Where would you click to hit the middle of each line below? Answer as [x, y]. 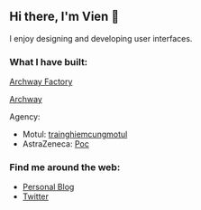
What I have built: [49, 62]
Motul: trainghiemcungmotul [75, 134]
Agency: [25, 117]
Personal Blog [48, 187]
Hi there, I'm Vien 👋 [64, 17]
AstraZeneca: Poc [56, 144]
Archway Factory [41, 81]
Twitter [36, 196]
